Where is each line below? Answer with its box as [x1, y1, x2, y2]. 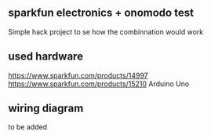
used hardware [8, 50, 84, 64]
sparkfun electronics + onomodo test [8, 6, 195, 20]
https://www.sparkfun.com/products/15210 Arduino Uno [8, 78, 190, 89]
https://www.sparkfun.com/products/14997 [8, 71, 148, 80]
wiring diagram [8, 102, 84, 115]
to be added [8, 122, 48, 132]
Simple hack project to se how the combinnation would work [8, 27, 204, 36]
